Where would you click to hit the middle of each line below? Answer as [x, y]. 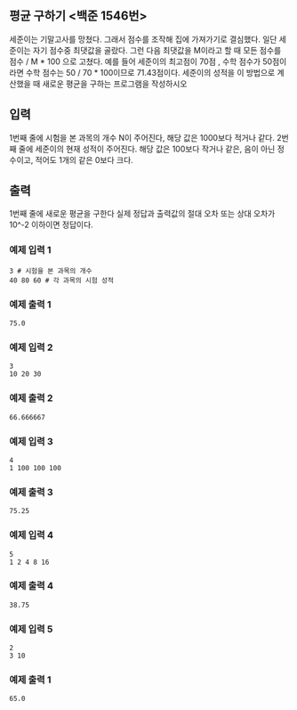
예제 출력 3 [31, 492]
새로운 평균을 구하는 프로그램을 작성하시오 [115, 84]
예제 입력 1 [30, 250]
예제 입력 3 [31, 441]
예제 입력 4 [32, 535]
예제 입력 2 [31, 347]
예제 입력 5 [31, 629]
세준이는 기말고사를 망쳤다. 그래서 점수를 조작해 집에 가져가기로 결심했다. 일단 [143, 39]
